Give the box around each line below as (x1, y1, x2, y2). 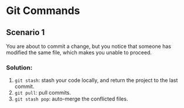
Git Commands (6, 4, 80, 18)
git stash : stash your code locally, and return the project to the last (14, 77, 178, 84)
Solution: (6, 63, 33, 71)
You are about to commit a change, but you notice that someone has (6, 43, 172, 50)
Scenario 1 (6, 27, 45, 37)
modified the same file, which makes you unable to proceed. (6, 49, 152, 56)
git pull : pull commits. (14, 89, 71, 96)
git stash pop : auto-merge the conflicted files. (14, 95, 128, 103)
